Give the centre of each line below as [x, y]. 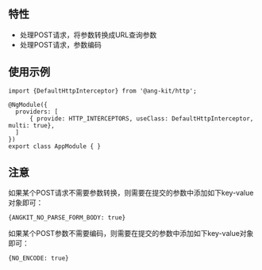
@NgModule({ [28, 105]
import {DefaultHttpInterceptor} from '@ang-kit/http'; [102, 91]
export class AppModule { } [55, 146]
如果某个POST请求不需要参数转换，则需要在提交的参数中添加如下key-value [131, 193]
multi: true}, [32, 125]
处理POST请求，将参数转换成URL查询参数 [88, 35]
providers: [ [37, 112]
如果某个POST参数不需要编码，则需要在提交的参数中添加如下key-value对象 [131, 234]
